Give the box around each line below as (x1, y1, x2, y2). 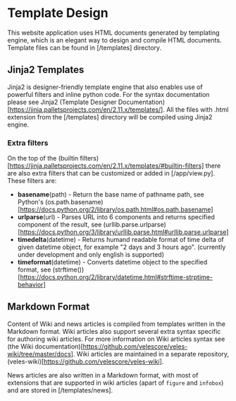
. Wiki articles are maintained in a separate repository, (73, 349, 230, 358)
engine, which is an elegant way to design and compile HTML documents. (7, 35, 222, 44)
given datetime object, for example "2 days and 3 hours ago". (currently (17, 243, 226, 252)
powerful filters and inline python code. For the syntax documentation (7, 90, 210, 98)
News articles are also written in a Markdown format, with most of (7, 371, 199, 379)
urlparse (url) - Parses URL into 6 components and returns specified (17, 213, 215, 221)
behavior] (17, 281, 46, 289)
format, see (17, 265, 51, 274)
